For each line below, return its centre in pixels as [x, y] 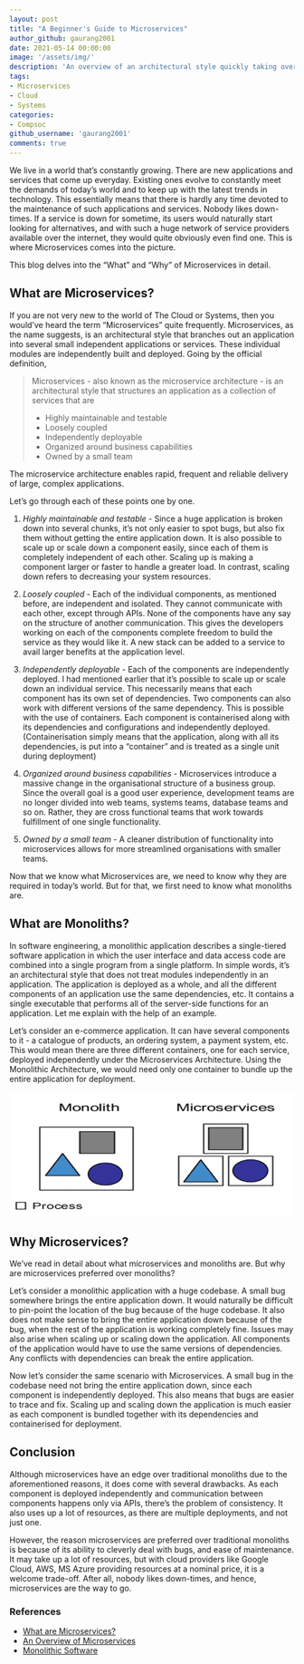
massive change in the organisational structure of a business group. [149, 783]
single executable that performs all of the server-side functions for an [139, 1003]
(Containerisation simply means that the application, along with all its [151, 736]
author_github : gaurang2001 [62, 38]
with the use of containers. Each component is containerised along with [156, 717]
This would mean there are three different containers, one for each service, [149, 1050]
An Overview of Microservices [79, 1641]
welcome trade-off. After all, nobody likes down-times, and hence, [133, 1578]
